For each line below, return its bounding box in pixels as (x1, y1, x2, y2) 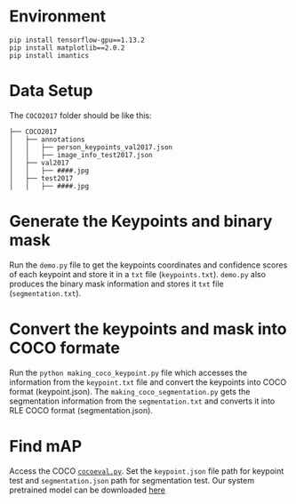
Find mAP (9, 436, 83, 456)
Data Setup (9, 81, 93, 101)
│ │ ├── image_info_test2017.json (9, 150, 153, 159)
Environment (9, 6, 107, 27)
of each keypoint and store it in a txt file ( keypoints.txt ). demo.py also (9, 268, 267, 279)
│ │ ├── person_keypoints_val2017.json (9, 142, 173, 152)
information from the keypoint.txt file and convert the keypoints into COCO (9, 376, 287, 388)
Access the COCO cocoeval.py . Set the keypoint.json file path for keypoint (9, 465, 284, 476)
